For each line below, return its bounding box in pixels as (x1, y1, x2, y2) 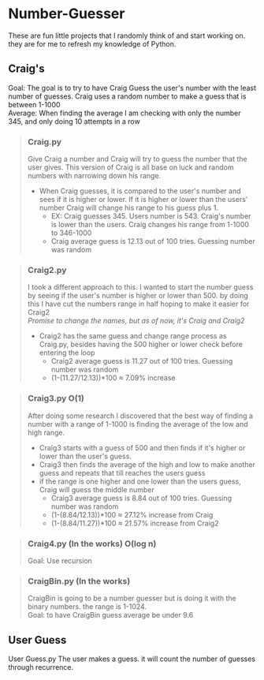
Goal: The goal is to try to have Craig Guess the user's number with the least (8, 83, 257, 92)
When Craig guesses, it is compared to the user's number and (39, 186, 242, 196)
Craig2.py (27, 264, 67, 275)
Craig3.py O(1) (27, 393, 85, 404)
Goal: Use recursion (27, 555, 93, 565)
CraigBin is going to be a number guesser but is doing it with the (27, 593, 236, 603)
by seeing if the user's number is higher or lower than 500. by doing (27, 291, 248, 301)
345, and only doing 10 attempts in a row (8, 116, 140, 126)
